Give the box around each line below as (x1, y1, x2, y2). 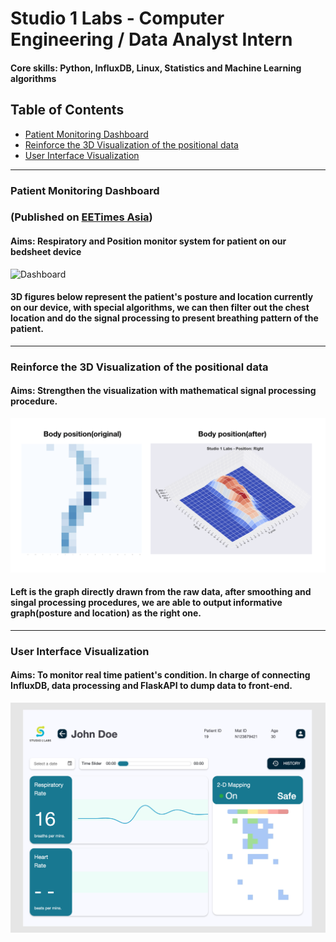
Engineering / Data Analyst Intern (10, 28, 293, 51)
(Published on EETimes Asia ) (10, 210, 153, 224)
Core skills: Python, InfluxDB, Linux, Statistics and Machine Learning (10, 62, 302, 74)
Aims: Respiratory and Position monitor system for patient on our (10, 235, 287, 247)
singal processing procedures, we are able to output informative (10, 597, 283, 609)
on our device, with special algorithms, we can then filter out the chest (10, 302, 310, 314)
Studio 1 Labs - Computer (10, 7, 225, 30)
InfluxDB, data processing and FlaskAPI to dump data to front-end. (10, 680, 293, 692)
